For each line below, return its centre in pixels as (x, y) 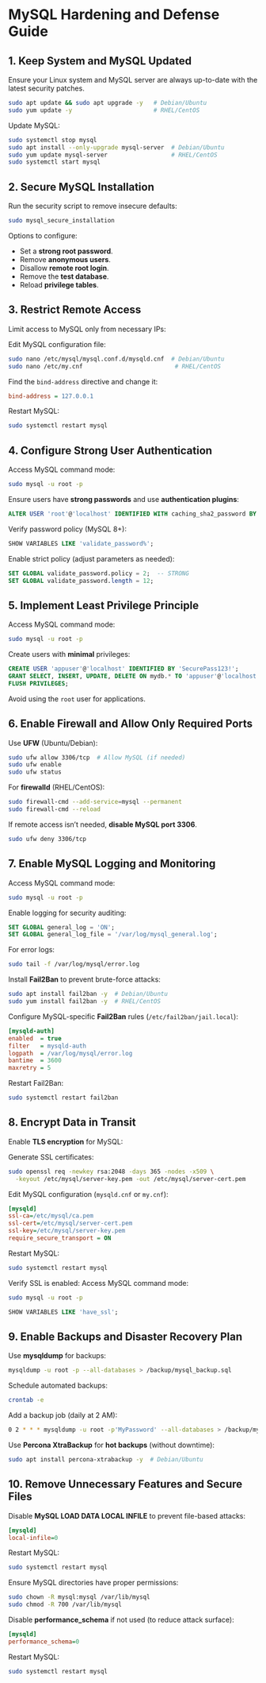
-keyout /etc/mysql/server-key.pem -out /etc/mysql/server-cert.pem (131, 1179)
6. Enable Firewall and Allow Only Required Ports (131, 724)
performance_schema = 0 (44, 1642)
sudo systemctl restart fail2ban (63, 1098)
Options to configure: (43, 235)
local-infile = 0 (33, 1538)
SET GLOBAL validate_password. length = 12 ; (81, 581)
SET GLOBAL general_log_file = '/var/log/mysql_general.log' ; (113, 935)
